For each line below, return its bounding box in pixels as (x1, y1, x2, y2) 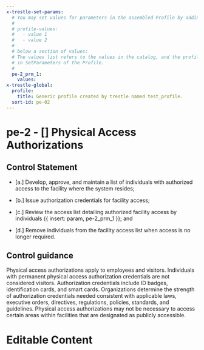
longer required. (15, 233, 56, 240)
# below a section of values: (12, 49, 88, 55)
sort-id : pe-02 (12, 99, 50, 105)
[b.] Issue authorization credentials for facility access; (15, 197, 150, 204)
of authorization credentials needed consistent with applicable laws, (6, 292, 177, 300)
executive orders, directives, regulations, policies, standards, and (6, 298, 169, 306)
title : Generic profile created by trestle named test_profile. (17, 93, 183, 99)
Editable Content (6, 333, 93, 346)
